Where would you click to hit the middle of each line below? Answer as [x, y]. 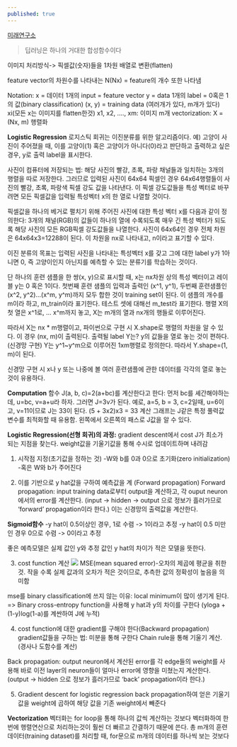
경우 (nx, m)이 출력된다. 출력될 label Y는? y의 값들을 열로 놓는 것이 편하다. [126, 336]
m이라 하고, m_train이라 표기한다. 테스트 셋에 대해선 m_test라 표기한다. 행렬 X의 [118, 303]
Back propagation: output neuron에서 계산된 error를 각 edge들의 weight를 [112, 661]
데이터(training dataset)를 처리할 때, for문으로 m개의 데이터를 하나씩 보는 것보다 [118, 736]
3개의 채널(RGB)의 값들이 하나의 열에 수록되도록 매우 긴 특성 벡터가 [121, 220]
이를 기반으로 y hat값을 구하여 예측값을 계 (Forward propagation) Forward [121, 482]
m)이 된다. [22, 354]
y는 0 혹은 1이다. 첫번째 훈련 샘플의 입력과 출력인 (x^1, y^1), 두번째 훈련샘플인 [121, 286]
